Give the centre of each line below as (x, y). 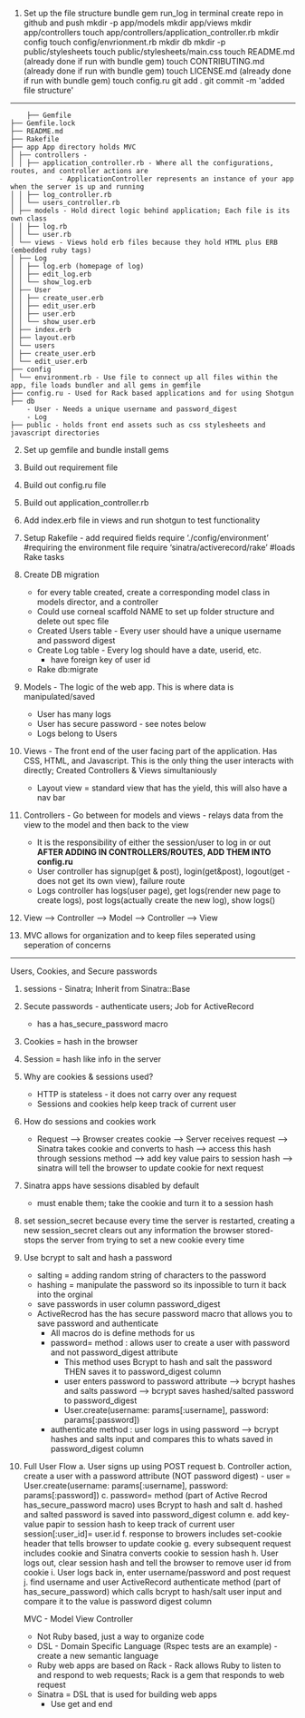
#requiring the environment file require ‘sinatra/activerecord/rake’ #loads (159, 547)
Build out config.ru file (65, 485)
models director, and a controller (98, 602)
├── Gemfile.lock (43, 123)
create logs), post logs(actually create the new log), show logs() (156, 900)
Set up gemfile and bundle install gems (96, 450)
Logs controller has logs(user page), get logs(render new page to (159, 890)
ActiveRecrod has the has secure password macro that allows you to (165, 1314)
